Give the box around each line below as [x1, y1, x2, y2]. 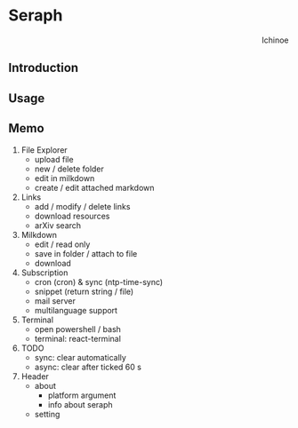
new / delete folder [34, 163, 104, 174]
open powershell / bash [34, 323, 122, 334]
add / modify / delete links [34, 201, 131, 211]
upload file [34, 154, 74, 164]
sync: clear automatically [34, 352, 126, 362]
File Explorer [20, 144, 68, 155]
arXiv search [34, 219, 82, 231]
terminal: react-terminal [34, 333, 122, 344]
